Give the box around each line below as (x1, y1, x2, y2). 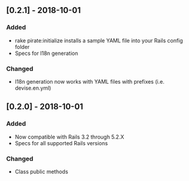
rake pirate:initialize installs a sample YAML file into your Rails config (14, 36, 183, 44)
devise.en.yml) (14, 84, 52, 91)
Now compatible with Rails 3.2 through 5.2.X (14, 133, 124, 140)
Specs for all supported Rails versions (14, 139, 109, 146)
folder (14, 43, 30, 50)
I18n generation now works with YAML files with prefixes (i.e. (14, 78, 165, 85)
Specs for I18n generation (14, 50, 79, 57)
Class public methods (14, 168, 69, 175)
